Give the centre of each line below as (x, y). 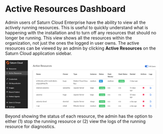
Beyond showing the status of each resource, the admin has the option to (79, 116)
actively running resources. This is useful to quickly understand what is (77, 27)
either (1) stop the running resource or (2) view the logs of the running (75, 121)
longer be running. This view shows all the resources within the (69, 38)
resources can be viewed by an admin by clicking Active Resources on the (81, 48)
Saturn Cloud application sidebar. (39, 53)
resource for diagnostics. (30, 126)
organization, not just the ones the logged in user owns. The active (72, 43)
